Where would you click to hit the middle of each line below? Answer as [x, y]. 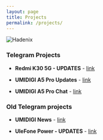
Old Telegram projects [39, 107]
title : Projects [26, 17]
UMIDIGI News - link [40, 119]
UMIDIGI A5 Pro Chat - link [48, 91]
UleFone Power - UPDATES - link [56, 131]
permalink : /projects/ [34, 23]
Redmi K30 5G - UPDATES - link [55, 68]
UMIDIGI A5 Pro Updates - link [53, 80]
